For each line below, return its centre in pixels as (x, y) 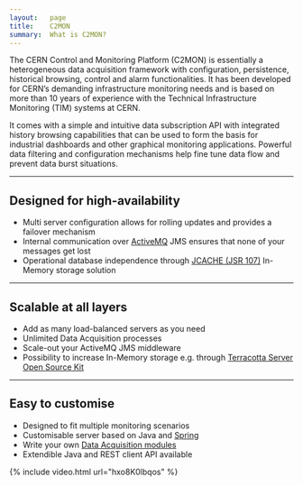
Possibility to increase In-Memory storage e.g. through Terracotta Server (157, 358)
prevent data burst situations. (64, 164)
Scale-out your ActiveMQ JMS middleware (102, 348)
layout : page (38, 18)
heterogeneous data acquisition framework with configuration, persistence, (149, 69)
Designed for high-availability (95, 201)
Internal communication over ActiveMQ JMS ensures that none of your (154, 242)
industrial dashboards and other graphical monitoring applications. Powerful (151, 144)
